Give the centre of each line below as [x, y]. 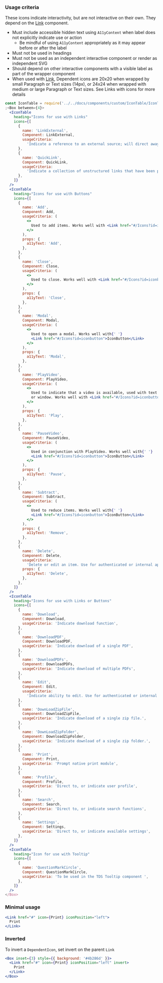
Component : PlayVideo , [45, 379]
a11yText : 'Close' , [46, 298]
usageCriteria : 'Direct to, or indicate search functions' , [84, 809]
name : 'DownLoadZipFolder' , [51, 732]
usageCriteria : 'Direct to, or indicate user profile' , [80, 786]
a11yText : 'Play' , [45, 415]
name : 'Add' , [36, 207]
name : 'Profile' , [40, 777]
